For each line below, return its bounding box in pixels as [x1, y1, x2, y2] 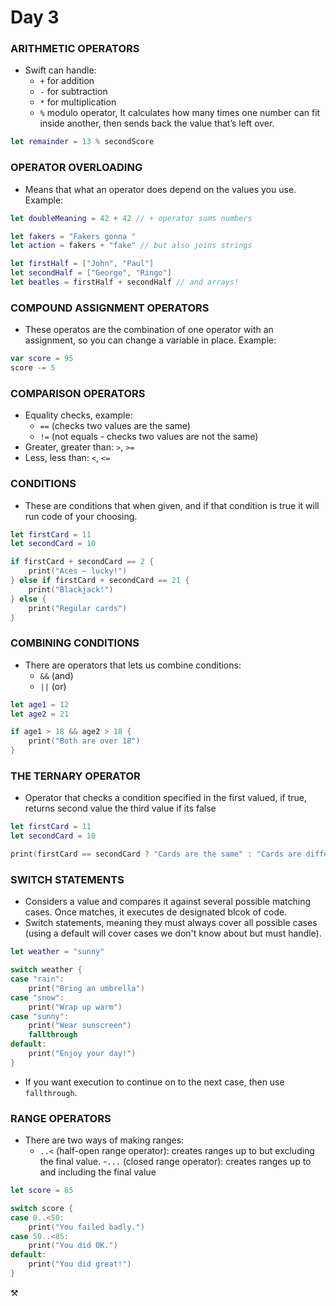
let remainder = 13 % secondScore [10, 137, 155, 147]
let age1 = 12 [10, 699, 70, 710]
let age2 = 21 [10, 709, 70, 719]
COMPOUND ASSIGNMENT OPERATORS [10, 301, 210, 315]
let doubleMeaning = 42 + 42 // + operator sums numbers [10, 213, 253, 223]
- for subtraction [39, 86, 108, 98]
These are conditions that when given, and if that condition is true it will [24, 499, 320, 511]
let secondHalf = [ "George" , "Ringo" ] [10, 268, 172, 278]
